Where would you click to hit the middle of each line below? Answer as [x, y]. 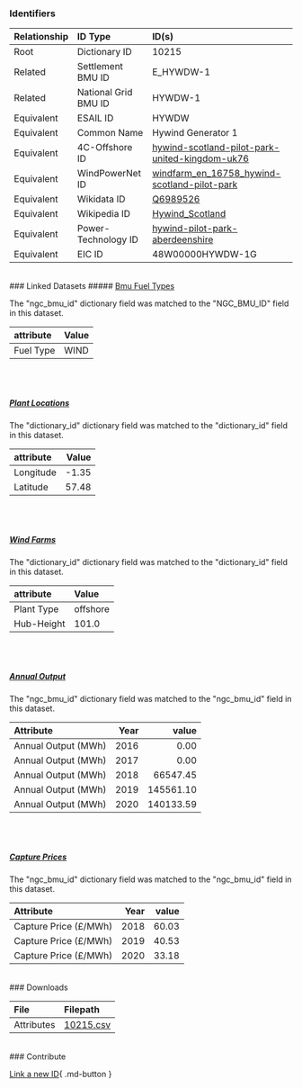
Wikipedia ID [103, 214]
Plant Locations [40, 402]
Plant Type [36, 609]
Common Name [110, 133]
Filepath [82, 1010]
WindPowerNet [109, 174]
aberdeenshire [183, 239]
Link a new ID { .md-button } [61, 1075]
